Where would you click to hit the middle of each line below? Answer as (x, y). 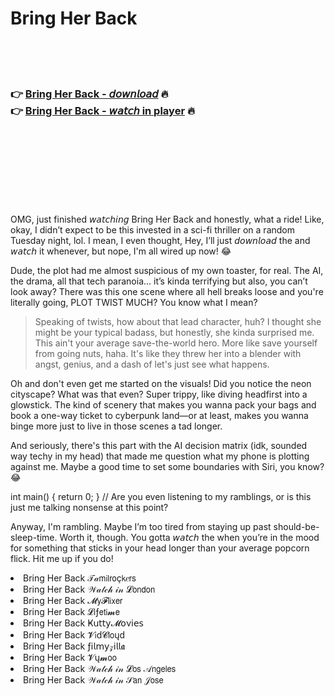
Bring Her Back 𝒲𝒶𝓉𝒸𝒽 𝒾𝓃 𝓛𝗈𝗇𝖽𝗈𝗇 (89, 589)
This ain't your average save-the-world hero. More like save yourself (176, 343)
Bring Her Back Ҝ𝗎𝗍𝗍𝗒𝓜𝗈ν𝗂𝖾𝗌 (83, 623)
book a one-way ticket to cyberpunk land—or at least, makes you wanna (159, 416)
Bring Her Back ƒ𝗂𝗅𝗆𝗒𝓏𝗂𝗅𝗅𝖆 (74, 646)
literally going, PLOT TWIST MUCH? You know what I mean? (134, 303)
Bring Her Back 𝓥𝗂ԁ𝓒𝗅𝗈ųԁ (74, 635)
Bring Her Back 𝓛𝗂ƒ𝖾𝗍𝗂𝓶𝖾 (72, 612)
